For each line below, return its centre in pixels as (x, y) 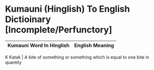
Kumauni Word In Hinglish (39, 45)
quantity (13, 62)
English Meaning (94, 45)
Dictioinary (28, 19)
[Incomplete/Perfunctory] (59, 30)
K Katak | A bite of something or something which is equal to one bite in (77, 57)
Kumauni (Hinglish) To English (67, 9)
